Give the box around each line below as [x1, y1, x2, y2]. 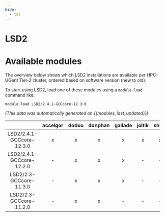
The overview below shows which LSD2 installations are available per [5, 72, 146, 78]
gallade [114, 122, 133, 129]
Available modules [5, 55, 82, 67]
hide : [5, 7, 16, 12]
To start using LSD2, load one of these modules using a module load [5, 87, 143, 93]
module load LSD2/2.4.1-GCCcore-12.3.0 [5, 102, 87, 107]
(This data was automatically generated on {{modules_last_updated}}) [5, 110, 149, 116]
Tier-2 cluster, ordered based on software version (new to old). [19, 77, 146, 83]
